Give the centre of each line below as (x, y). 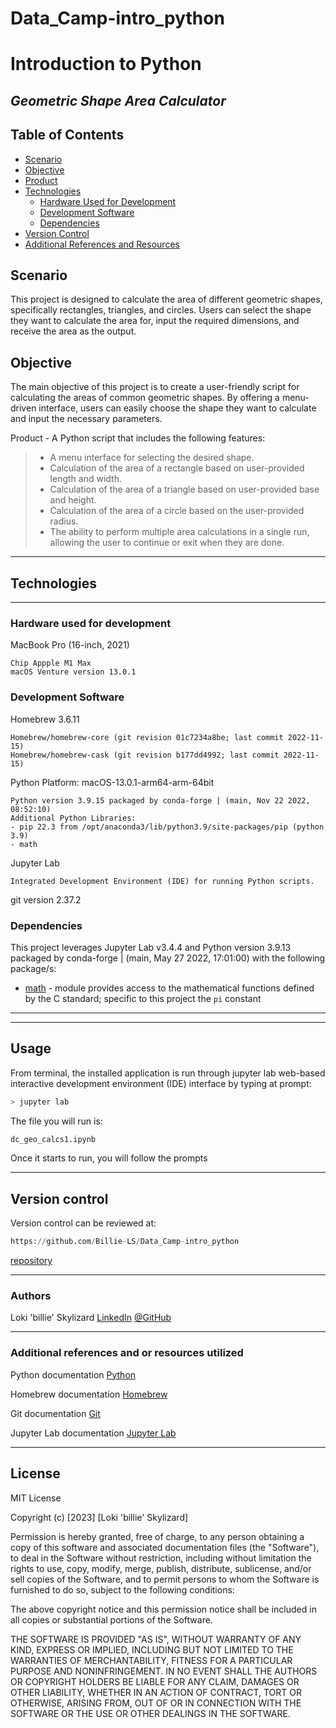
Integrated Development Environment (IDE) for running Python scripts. (162, 881)
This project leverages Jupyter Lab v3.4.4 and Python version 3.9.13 (151, 947)
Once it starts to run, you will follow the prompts (109, 1158)
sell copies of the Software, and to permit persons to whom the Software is (165, 1579)
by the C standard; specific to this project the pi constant (143, 998)
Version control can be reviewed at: (83, 1223)
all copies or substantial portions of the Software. (111, 1619)
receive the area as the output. (73, 331)
